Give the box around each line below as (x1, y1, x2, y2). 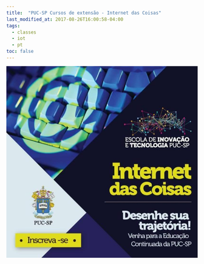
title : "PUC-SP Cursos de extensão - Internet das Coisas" (6, 10, 162, 16)
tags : (6, 23, 20, 29)
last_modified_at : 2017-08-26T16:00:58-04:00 (6, 16, 123, 23)
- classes (12, 29, 36, 35)
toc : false (6, 49, 34, 55)
